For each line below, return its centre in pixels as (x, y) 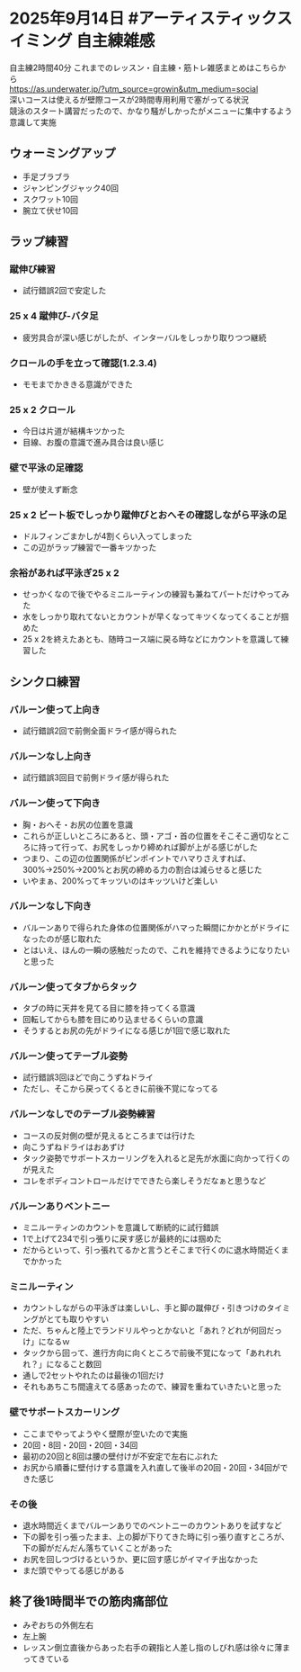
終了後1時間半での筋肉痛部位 (89, 1601)
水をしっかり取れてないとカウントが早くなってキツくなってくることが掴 (155, 616)
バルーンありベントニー (60, 1206)
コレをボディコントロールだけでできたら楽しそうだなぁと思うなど (144, 1181)
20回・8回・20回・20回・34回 (80, 1444)
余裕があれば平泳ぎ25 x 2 (64, 572)
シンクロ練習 (45, 682)
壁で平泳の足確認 (46, 468)
